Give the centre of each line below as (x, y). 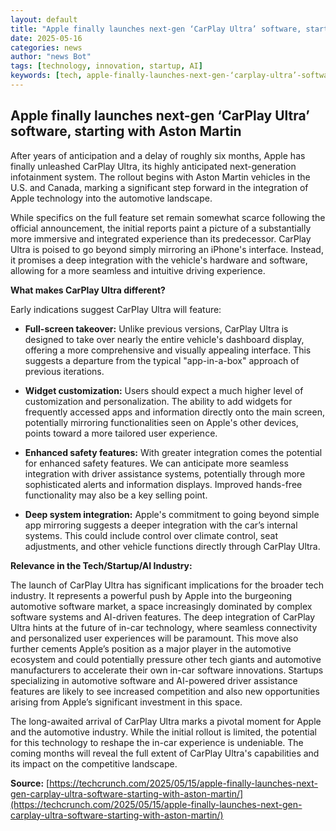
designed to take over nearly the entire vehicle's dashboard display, (164, 339)
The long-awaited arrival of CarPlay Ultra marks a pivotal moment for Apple (166, 721)
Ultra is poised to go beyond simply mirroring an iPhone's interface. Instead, (167, 249)
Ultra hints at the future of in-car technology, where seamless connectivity (164, 627)
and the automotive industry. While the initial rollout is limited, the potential (163, 732)
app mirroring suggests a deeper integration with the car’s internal (161, 525)
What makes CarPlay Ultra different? (88, 290)
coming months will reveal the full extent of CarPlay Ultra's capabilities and (165, 753)
